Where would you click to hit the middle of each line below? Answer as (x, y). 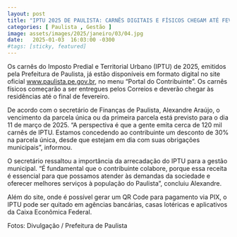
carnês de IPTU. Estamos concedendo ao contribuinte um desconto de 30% (118, 132)
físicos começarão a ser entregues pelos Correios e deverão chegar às (110, 89)
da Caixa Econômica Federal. (50, 212)
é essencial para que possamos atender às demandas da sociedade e (109, 176)
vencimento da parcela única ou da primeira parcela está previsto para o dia (118, 117)
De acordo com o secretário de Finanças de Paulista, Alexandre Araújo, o (114, 110)
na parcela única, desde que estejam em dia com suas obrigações (104, 140)
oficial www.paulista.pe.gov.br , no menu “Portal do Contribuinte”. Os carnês (117, 81)
